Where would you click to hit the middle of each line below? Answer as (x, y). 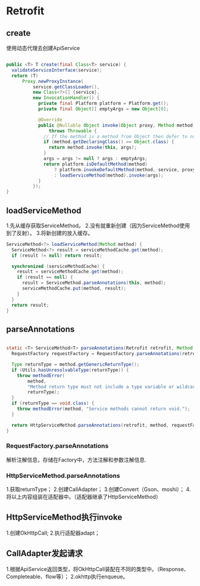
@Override (50, 120)
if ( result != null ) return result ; (57, 255)
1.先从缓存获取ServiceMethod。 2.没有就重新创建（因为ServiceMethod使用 (98, 226)
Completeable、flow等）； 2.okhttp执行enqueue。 (67, 576)
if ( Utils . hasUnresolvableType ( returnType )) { (70, 370)
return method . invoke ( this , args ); (93, 147)
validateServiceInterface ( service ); (57, 70)
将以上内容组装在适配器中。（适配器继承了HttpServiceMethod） (84, 497)
